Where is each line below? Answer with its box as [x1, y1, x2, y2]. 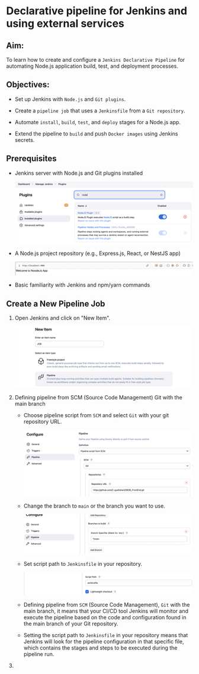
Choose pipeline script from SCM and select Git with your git [23, 412, 169, 419]
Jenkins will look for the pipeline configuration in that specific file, [23, 638, 185, 645]
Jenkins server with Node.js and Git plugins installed [14, 169, 143, 177]
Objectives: [6, 80, 50, 90]
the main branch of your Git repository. [23, 620, 118, 628]
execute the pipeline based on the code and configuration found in [23, 614, 187, 621]
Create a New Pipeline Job [6, 298, 105, 308]
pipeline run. [23, 651, 54, 658]
